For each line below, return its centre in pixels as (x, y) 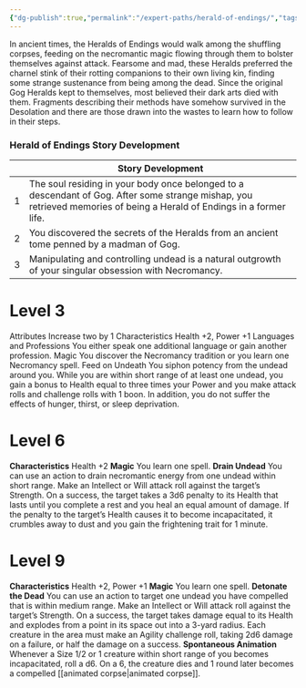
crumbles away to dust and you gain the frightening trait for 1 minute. (139, 524)
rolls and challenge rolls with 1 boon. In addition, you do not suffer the (140, 394)
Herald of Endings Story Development (95, 145)
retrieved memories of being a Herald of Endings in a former (157, 206)
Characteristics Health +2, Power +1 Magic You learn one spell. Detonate (148, 586)
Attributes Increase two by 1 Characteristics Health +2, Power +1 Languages (152, 336)
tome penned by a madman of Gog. (104, 244)
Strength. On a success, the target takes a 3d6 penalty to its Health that (144, 495)
